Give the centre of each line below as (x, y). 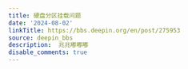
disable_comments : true (48, 52)
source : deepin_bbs (41, 38)
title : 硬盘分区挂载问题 (45, 15)
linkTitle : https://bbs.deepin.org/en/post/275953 (94, 30)
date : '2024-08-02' (41, 23)
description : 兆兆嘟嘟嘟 (48, 45)
